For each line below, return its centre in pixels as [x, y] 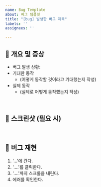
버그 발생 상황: [26, 67]
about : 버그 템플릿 [23, 14]
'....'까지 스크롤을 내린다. [36, 173]
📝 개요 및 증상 [25, 54]
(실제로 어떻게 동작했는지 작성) [50, 92]
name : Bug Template [25, 10]
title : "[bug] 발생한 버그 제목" [36, 19]
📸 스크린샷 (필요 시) [33, 119]
